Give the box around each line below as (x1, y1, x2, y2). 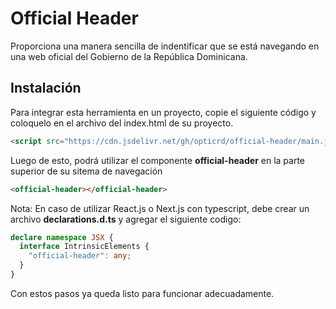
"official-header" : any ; (28, 251, 132, 261)
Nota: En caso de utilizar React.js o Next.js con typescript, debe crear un (10, 202, 310, 214)
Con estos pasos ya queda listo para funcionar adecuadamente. (10, 287, 275, 299)
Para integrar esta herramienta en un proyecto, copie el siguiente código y (10, 106, 317, 118)
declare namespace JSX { (10, 232, 114, 242)
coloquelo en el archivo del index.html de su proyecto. (10, 117, 234, 129)
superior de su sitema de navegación (10, 165, 163, 177)
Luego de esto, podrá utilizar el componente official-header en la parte (10, 154, 306, 166)
